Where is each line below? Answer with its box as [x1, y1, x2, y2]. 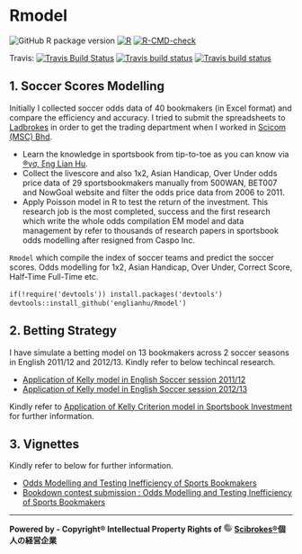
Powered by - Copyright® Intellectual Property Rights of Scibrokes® [9, 523, 279, 535]
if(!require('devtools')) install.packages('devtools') [9, 290, 223, 299]
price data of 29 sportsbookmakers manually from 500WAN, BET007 [22, 177, 278, 188]
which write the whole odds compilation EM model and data [22, 215, 244, 226]
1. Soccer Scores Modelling [9, 78, 164, 94]
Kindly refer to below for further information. [9, 460, 173, 471]
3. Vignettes [9, 436, 79, 451]
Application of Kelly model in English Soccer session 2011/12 [22, 374, 246, 385]
